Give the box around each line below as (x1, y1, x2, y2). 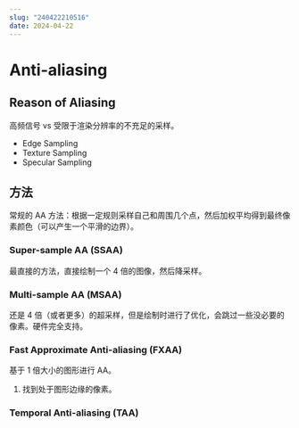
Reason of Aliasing (9, 95, 116, 111)
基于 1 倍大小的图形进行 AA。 (9, 365, 117, 375)
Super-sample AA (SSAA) (9, 244, 123, 257)
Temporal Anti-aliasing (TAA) (9, 407, 139, 419)
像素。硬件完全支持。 (9, 320, 87, 331)
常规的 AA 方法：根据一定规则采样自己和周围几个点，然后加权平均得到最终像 (9, 210, 291, 221)
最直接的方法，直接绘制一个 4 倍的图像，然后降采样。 (9, 265, 207, 276)
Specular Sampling (21, 157, 92, 168)
